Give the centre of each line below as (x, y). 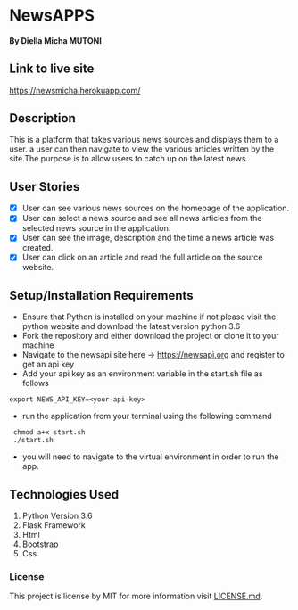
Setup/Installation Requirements (101, 295)
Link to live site (52, 69)
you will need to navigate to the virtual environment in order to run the (150, 457)
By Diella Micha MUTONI (56, 40)
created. (37, 248)
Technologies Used (64, 495)
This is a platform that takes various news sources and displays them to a (144, 140)
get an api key (48, 364)
